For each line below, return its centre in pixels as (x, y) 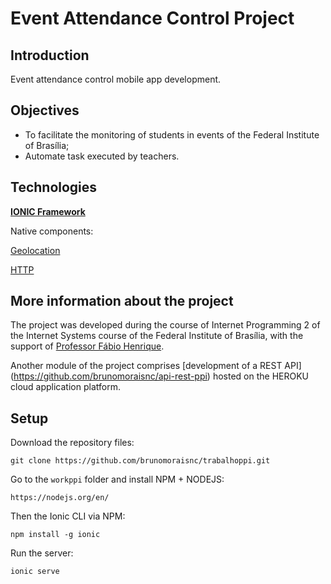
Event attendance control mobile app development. (116, 79)
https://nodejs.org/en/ (60, 498)
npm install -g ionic (55, 535)
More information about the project (122, 301)
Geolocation (35, 250)
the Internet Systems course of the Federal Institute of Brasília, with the (157, 336)
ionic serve (35, 572)
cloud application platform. (65, 387)
